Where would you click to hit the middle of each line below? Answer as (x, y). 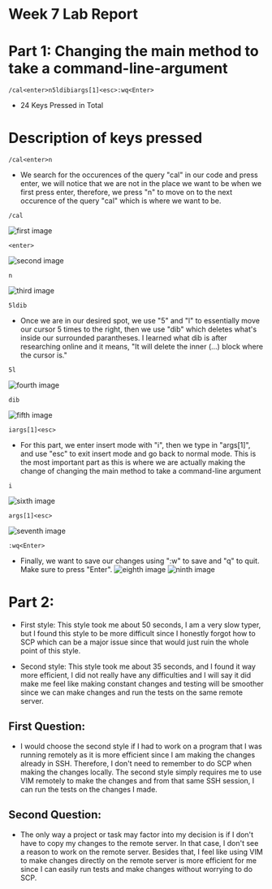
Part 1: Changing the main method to (134, 52)
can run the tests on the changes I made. (89, 789)
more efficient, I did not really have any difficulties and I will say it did (136, 675)
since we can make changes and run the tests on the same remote (132, 692)
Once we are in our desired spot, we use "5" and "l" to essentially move (140, 321)
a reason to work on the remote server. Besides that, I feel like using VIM (142, 852)
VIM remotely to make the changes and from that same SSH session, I (137, 780)
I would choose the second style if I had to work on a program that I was (141, 746)
